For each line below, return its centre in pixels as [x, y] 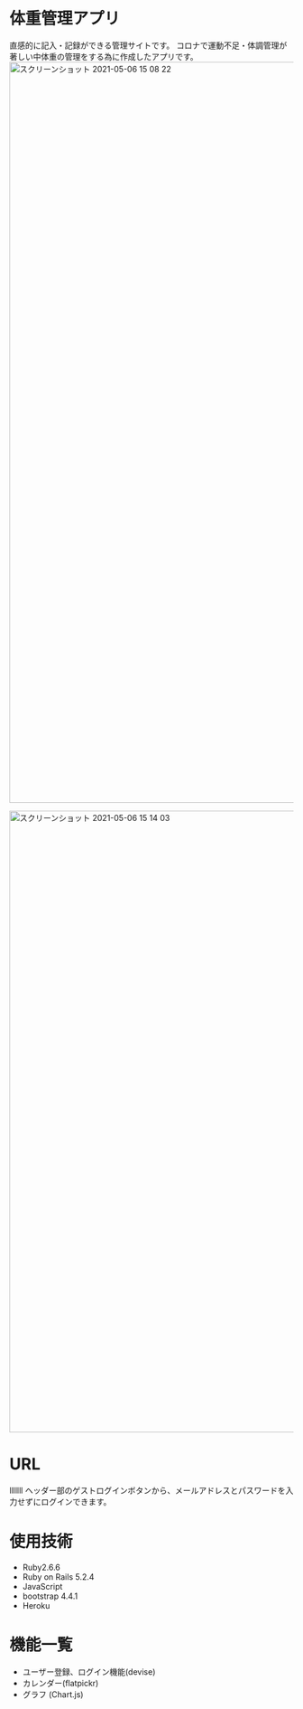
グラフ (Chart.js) [53, 1694]
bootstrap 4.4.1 [50, 1596]
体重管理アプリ [65, 19]
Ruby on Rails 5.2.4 [58, 1577]
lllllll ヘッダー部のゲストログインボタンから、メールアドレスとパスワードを [147, 1490]
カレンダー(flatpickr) [60, 1683]
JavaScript [42, 1586]
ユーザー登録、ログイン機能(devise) [89, 1671]
